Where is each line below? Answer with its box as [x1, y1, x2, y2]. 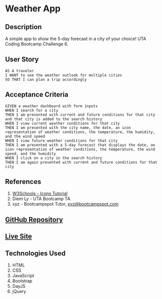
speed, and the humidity [5, 151, 56, 156]
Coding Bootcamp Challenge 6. [5, 41, 69, 47]
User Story [5, 55, 39, 64]
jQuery [12, 289, 26, 295]
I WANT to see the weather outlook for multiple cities [5, 73, 122, 78]
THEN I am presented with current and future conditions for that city [5, 112, 155, 117]
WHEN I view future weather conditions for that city [5, 138, 118, 143]
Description [5, 23, 42, 31]
